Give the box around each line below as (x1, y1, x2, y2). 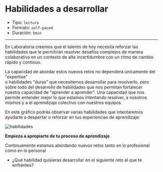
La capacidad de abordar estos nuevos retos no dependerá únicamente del (5, 69, 156, 74)
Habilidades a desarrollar (5, 3, 108, 15)
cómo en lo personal (5, 147, 46, 154)
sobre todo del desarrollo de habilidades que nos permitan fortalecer (5, 84, 143, 90)
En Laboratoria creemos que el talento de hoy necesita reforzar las (5, 44, 138, 50)
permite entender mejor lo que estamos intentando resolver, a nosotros (5, 94, 147, 100)
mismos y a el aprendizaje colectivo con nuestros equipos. (5, 100, 122, 105)
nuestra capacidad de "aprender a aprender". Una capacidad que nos (5, 89, 145, 95)
